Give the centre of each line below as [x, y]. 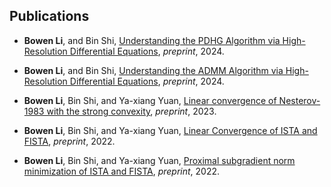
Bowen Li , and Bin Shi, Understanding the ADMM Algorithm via [153, 70]
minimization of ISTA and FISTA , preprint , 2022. [122, 171]
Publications [49, 16]
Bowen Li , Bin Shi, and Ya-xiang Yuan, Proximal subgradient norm [159, 160]
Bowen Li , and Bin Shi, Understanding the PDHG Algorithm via [152, 40]
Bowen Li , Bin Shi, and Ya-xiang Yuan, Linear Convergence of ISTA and [170, 130]
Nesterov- [299, 100]
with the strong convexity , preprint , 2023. [131, 111]
